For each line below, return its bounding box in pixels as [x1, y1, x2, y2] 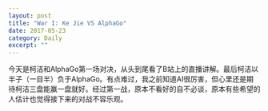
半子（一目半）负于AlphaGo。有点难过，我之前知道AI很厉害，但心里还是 [8, 74, 247, 84]
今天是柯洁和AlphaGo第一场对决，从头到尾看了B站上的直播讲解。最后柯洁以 [8, 65, 258, 74]
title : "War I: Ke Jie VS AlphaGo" [8, 19, 127, 27]
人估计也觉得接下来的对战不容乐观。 [8, 94, 128, 104]
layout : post [8, 11, 52, 20]
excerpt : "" [8, 42, 48, 50]
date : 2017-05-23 [8, 26, 66, 34]
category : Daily [8, 34, 62, 42]
